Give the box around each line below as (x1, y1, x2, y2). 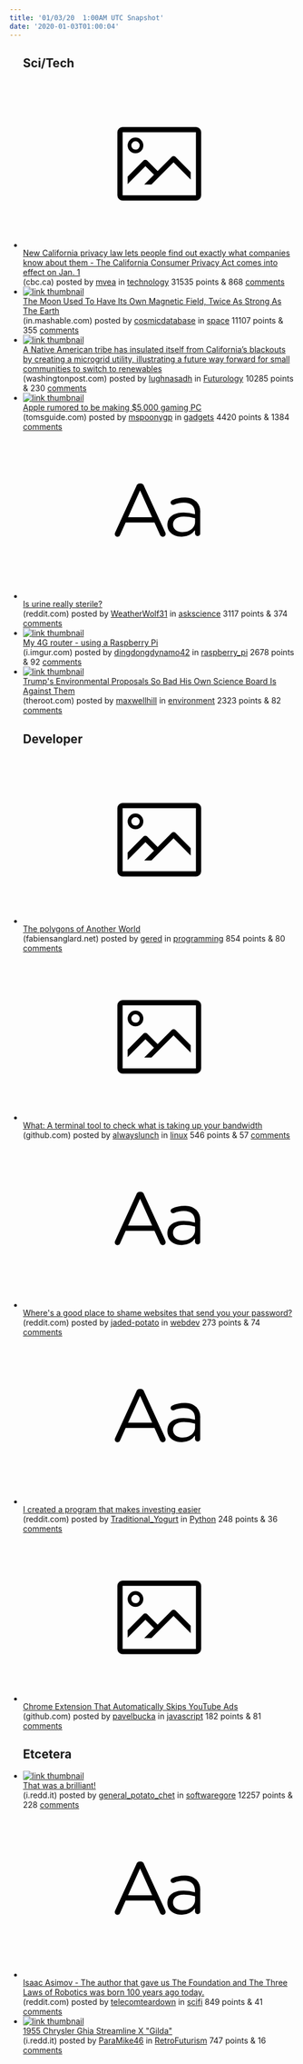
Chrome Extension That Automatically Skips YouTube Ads (22, 1700, 239, 1711)
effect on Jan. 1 (22, 266, 81, 277)
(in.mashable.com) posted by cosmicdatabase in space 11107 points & (22, 314, 284, 325)
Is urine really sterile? (22, 599, 103, 610)
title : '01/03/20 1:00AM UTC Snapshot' (9, 13, 165, 23)
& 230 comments (22, 383, 87, 394)
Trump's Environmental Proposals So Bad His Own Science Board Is (22, 676, 277, 687)
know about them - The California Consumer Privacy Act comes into (22, 256, 279, 268)
